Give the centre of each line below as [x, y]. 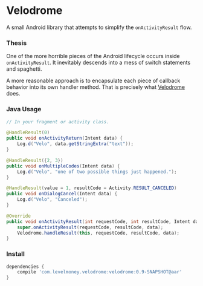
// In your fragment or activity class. [58, 122]
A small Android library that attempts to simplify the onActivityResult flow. [99, 27]
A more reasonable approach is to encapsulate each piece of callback [93, 81]
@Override [19, 216]
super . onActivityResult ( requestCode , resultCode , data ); [90, 227]
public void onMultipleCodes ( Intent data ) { [63, 166]
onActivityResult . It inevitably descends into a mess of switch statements [98, 63]
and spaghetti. [24, 69]
